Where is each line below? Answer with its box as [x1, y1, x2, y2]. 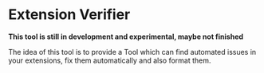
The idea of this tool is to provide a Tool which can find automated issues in [8, 47, 257, 56]
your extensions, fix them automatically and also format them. [8, 56, 211, 65]
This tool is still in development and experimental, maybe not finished [8, 32, 244, 41]
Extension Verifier [8, 6, 131, 24]
